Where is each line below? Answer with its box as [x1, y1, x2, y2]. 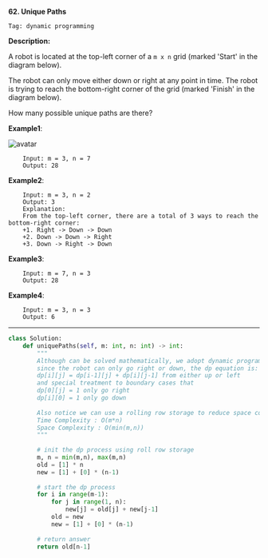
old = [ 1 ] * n [37, 460, 84, 468]
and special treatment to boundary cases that [37, 379, 195, 387]
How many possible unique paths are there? [8, 108, 153, 118]
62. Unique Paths [8, 7, 67, 16]
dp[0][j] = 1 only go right [37, 387, 130, 395]
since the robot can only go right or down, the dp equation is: [37, 364, 259, 373]
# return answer [37, 535, 91, 543]
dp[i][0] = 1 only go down [37, 394, 127, 402]
